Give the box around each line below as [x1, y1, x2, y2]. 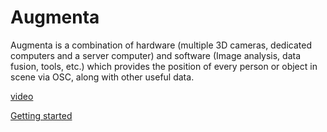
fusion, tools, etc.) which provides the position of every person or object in [10, 60, 318, 72]
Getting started [10, 109, 73, 121]
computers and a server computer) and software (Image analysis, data [10, 49, 302, 61]
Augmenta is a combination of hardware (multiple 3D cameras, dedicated [10, 39, 312, 51]
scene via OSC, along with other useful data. [10, 71, 195, 83]
